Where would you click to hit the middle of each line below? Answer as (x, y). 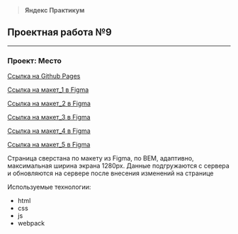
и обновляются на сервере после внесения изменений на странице (110, 173)
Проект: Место (35, 61)
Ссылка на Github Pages (44, 76)
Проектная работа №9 (59, 32)
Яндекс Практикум (55, 10)
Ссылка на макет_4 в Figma (49, 131)
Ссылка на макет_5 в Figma (49, 145)
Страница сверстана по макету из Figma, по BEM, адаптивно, (101, 158)
